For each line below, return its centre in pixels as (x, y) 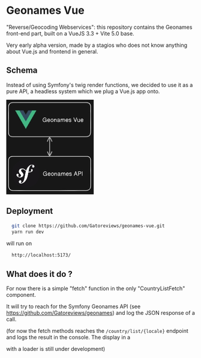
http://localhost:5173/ (41, 255)
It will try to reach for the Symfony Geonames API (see (73, 306)
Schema (22, 71)
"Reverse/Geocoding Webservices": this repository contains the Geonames (99, 27)
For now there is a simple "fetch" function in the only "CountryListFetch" (96, 288)
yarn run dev (28, 232)
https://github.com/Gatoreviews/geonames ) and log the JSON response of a (100, 313)
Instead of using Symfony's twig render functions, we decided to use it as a (100, 85)
